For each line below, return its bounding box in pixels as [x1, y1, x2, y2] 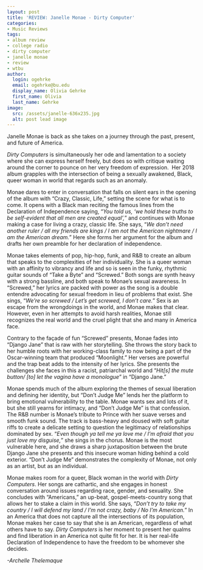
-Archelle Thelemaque [7, 557, 63, 565]
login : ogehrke [12, 76, 51, 83]
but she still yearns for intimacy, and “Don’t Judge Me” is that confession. [7, 404, 191, 412]
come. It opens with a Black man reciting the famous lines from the [7, 202, 174, 209]
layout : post [7, 8, 40, 15]
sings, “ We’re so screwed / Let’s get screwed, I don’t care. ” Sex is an [7, 297, 179, 304]
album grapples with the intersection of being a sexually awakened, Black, [7, 171, 193, 178]
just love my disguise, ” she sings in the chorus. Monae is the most [7, 436, 173, 444]
